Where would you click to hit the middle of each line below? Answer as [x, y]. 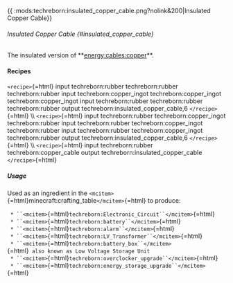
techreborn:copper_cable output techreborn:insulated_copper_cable [105, 153]
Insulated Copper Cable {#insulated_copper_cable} [80, 34]
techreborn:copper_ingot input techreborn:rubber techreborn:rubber [105, 101]
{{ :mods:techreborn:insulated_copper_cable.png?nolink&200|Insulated [109, 11]
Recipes [19, 71]
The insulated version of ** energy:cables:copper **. [80, 55]
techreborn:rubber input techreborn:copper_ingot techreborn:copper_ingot [114, 94]
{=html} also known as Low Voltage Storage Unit [79, 251]
